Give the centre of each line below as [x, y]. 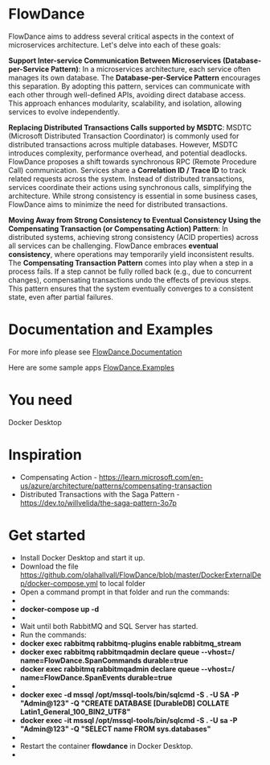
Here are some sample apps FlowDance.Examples [92, 367]
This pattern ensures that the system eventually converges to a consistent [131, 288]
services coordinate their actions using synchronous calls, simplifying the [130, 187]
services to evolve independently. [64, 112]
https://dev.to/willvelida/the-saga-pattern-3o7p [98, 502]
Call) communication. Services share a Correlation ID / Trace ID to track [127, 170]
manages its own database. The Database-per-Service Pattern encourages [135, 77]
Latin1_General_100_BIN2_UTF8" [75, 711]
